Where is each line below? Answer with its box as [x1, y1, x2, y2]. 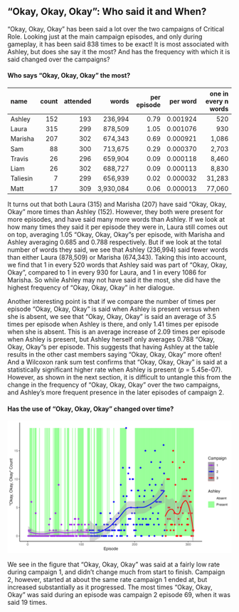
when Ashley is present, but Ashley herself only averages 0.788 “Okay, [7, 335, 216, 344]
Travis [10, 154, 28, 163]
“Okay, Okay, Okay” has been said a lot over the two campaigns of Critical [7, 24, 225, 33]
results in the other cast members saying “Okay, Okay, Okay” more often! [7, 350, 222, 359]
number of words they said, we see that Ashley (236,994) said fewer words [7, 245, 229, 254]
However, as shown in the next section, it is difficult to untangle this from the [7, 373, 232, 382]
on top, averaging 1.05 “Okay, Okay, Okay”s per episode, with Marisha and [7, 230, 225, 239]
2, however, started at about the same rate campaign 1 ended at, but [7, 575, 208, 583]
